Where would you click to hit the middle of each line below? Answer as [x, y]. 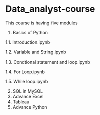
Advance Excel [28, 96]
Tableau [21, 102]
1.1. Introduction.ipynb [28, 42]
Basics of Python [30, 32]
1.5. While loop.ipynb [27, 81]
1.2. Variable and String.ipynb [36, 52]
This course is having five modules [41, 23]
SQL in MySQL [28, 91]
